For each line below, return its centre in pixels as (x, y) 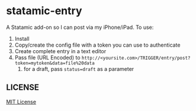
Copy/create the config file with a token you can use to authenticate (97, 45)
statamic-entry (44, 11)
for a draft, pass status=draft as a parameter (79, 68)
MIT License (21, 102)
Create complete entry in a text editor (60, 51)
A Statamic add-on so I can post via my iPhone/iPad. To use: (80, 27)
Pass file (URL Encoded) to (48, 57)
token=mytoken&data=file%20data (54, 63)
